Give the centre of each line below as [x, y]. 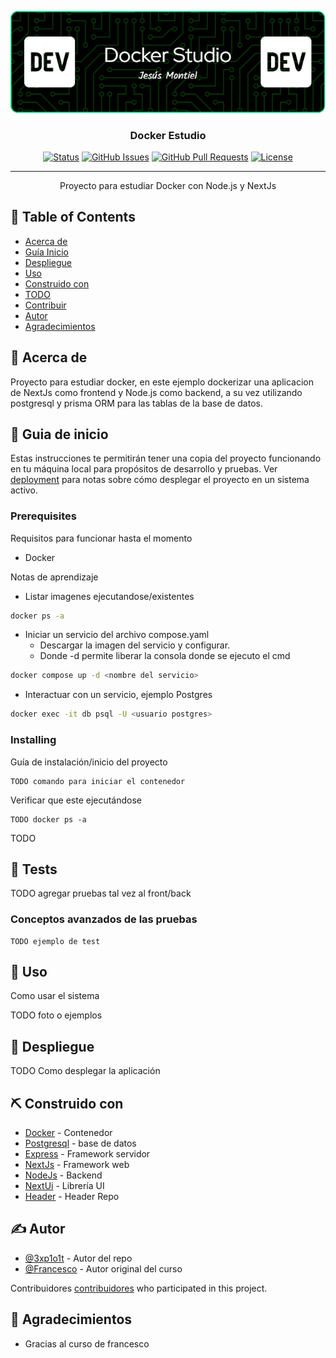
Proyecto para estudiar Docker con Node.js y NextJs [168, 185]
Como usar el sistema [55, 996]
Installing [33, 740]
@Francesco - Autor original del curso [103, 1268]
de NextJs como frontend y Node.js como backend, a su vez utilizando [156, 392]
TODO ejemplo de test [55, 941]
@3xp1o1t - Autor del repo [78, 1258]
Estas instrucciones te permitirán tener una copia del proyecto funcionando [166, 458]
